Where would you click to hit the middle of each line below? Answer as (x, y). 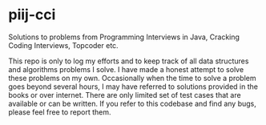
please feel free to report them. (60, 112)
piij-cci (32, 15)
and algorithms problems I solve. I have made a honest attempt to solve (126, 69)
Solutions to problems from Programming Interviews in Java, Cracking (124, 37)
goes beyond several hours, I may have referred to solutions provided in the (133, 87)
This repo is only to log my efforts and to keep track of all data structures (129, 61)
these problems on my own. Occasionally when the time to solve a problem (132, 78)
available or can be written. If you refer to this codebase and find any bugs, (132, 103)
